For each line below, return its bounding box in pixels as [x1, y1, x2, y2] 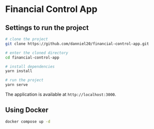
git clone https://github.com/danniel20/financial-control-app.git [5, 41, 149, 46]
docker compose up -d [5, 119, 51, 124]
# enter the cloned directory [5, 50, 69, 55]
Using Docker [5, 106, 49, 114]
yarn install [5, 68, 33, 73]
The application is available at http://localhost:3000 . [5, 91, 116, 97]
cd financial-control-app [5, 55, 59, 60]
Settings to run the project [5, 23, 89, 32]
